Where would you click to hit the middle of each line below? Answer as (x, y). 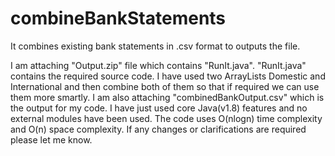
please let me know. (51, 139)
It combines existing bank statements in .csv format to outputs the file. (155, 46)
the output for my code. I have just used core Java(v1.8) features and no (159, 108)
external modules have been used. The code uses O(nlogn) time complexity (166, 118)
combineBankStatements (118, 18)
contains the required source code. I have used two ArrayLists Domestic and (168, 76)
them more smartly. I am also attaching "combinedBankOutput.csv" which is (167, 97)
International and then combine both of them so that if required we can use (165, 86)
